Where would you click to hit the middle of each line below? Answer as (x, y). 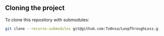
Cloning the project (35, 8)
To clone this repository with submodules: (47, 19)
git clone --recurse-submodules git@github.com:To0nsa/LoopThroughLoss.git (84, 29)
